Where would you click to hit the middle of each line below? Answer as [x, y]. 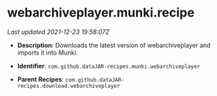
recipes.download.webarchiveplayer [69, 86]
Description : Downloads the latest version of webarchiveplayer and [114, 45]
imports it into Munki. [47, 52]
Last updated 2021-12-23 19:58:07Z [58, 32]
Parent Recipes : [41, 79]
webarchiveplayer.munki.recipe [101, 13]
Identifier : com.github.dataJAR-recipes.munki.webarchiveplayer [108, 66]
